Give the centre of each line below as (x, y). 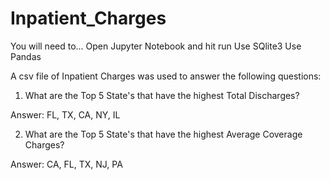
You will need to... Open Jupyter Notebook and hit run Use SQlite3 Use (156, 46)
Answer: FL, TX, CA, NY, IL (65, 114)
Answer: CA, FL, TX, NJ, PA (66, 164)
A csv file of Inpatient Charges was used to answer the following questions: (166, 76)
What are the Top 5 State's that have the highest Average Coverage (163, 134)
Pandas (26, 56)
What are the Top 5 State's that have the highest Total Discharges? (162, 95)
